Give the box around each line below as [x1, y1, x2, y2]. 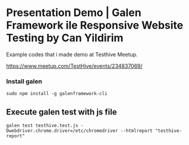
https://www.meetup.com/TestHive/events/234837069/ [6, 62, 143, 70]
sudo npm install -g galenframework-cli [6, 91, 108, 97]
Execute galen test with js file [6, 107, 117, 117]
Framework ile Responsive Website [6, 18, 184, 32]
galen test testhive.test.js [6, 122, 78, 129]
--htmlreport [120, 128, 153, 134]
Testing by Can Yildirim [6, 31, 124, 45]
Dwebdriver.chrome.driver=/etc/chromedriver [6, 128, 118, 134]
